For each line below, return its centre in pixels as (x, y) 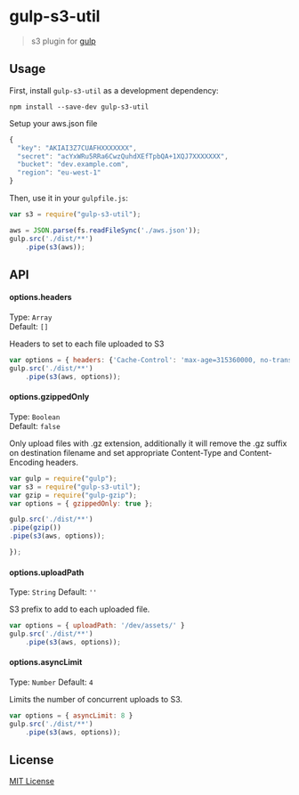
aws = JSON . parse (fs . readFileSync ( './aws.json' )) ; (105, 230)
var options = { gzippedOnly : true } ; (81, 503)
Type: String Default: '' (53, 592)
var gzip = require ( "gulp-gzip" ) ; (73, 495)
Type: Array (31, 317)
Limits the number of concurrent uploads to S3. (96, 699)
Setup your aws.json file (53, 123)
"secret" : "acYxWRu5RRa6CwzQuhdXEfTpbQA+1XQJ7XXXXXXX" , (123, 156)
